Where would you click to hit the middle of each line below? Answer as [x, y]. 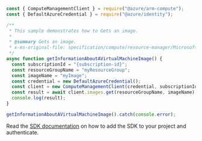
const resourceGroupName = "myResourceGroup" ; [71, 70]
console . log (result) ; [39, 98]
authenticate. [23, 132]
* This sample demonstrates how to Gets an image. [73, 31]
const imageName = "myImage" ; [49, 75]
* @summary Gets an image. [43, 42]
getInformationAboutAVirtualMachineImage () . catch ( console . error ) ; [91, 114]
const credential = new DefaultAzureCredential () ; [76, 81]
